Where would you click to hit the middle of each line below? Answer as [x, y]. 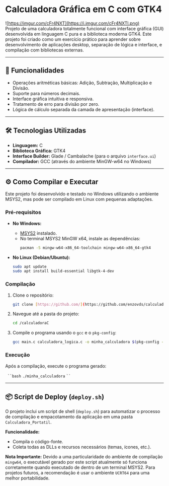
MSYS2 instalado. [38, 233]
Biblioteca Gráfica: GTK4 [39, 151]
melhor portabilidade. [27, 478]
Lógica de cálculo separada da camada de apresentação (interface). [83, 109]
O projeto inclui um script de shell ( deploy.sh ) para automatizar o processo [83, 411]
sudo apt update [29, 266]
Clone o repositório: [33, 295]
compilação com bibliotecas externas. [45, 50]
